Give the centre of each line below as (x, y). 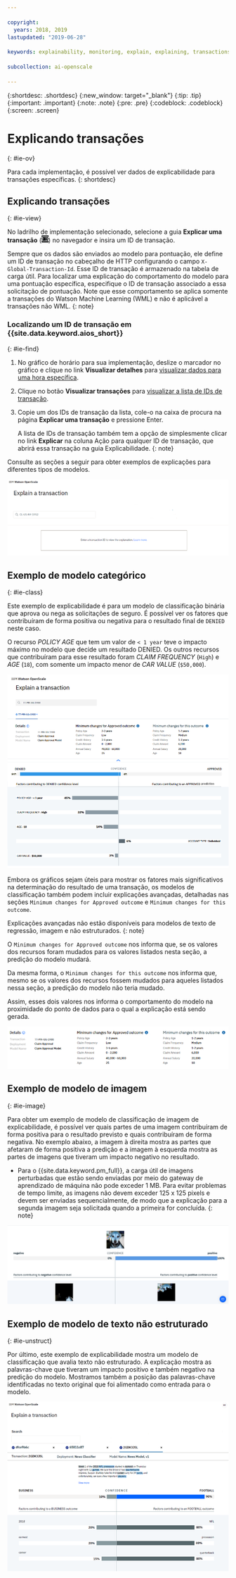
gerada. (19, 1016)
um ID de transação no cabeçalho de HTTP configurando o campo (104, 261)
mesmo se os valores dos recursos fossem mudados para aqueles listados (115, 980)
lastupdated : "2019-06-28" (47, 37)
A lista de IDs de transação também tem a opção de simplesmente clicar (122, 433)
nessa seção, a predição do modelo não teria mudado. (86, 988)
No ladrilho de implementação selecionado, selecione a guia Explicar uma (115, 232)
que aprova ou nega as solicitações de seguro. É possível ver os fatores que (118, 613)
